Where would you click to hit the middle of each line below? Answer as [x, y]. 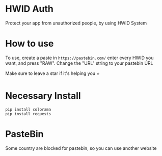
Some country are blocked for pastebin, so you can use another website [81, 148]
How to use [30, 44]
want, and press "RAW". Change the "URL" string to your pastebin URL [79, 63]
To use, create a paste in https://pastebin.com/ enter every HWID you [79, 58]
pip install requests [28, 114]
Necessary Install [43, 96]
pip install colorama [28, 109]
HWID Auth [29, 9]
